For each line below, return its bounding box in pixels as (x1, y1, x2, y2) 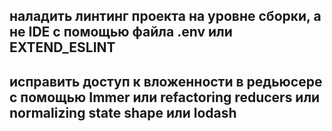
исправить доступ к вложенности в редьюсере (9, 73, 323, 90)
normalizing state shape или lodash (9, 104, 237, 121)
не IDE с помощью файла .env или (9, 24, 233, 41)
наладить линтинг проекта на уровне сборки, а (9, 8, 322, 25)
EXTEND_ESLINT (9, 39, 116, 56)
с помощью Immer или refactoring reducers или (9, 89, 321, 106)
